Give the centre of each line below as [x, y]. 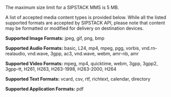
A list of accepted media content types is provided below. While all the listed [86, 17]
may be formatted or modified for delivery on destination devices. [74, 28]
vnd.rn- [149, 48]
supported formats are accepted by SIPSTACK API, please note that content [85, 23]
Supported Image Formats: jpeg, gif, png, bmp [55, 38]
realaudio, [16, 54]
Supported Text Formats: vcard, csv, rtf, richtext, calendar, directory [78, 79]
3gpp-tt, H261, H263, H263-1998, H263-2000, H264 [61, 69]
